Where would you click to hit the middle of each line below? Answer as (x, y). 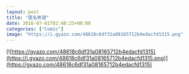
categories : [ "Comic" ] (35, 29)
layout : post (23, 12)
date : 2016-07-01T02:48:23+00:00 (49, 23)
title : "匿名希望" (28, 18)
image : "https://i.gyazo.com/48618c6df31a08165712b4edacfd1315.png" (95, 35)
